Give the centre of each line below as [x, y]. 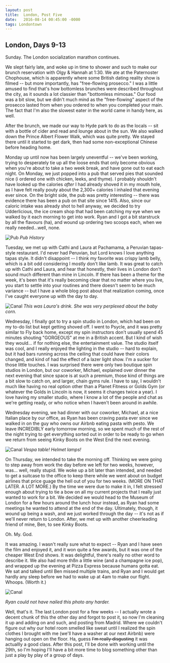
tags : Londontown [24, 24]
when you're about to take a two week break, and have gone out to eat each [85, 168]
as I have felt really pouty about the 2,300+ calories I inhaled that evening [82, 190]
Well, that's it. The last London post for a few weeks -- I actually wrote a [80, 612]
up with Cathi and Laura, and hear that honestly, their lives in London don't [83, 269]
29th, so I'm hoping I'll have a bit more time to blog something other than [81, 650]
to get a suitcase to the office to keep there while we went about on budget [84, 476]
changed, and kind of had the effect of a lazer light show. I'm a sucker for [82, 360]
